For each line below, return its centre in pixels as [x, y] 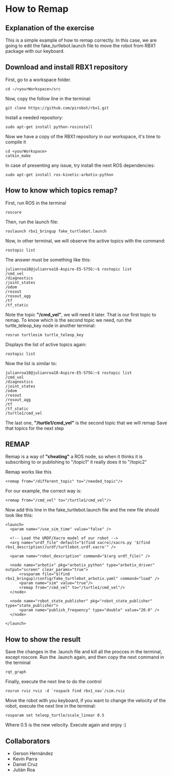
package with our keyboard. [35, 51]
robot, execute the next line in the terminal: [51, 706]
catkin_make [18, 156]
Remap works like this [28, 472]
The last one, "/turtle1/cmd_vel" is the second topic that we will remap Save [86, 423]
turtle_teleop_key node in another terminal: [51, 325]
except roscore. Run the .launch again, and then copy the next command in [85, 657]
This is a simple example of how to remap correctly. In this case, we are [81, 40]
